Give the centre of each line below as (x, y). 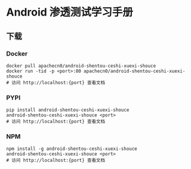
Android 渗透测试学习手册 (70, 12)
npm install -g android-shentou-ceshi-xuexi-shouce (72, 149)
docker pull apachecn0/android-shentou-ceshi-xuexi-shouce (81, 66)
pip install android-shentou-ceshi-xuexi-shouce (68, 110)
